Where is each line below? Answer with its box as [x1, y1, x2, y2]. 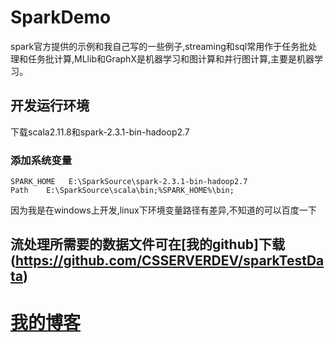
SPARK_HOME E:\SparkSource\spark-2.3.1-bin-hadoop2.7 [10, 177, 248, 187]
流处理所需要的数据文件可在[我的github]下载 [10, 236, 285, 253]
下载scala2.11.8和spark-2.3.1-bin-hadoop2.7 [10, 126, 190, 138]
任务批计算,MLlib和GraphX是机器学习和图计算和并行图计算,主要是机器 [27, 52, 315, 65]
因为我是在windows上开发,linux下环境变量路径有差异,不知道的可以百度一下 [10, 204, 317, 216]
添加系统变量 [10, 153, 73, 167]
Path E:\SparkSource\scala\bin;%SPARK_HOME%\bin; [10, 186, 235, 196]
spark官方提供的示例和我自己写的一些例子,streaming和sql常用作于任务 [10, 40, 300, 52]
